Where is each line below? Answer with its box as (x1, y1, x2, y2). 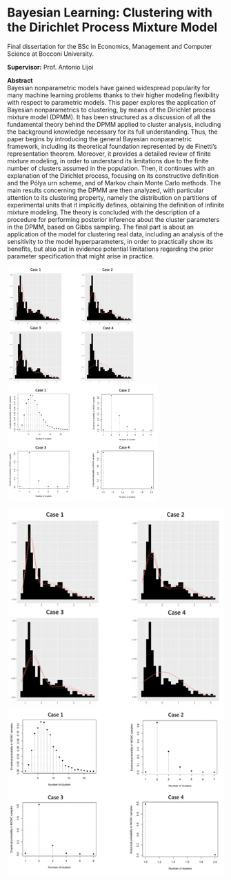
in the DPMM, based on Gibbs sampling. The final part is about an (7, 223, 194, 231)
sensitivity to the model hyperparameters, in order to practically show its (7, 237, 213, 245)
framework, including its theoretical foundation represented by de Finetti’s (7, 142, 217, 150)
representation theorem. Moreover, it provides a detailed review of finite (7, 150, 212, 158)
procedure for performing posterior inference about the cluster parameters (7, 215, 220, 223)
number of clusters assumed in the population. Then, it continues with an (7, 164, 215, 172)
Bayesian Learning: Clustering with (7, 5, 212, 21)
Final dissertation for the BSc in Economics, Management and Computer (7, 42, 212, 50)
